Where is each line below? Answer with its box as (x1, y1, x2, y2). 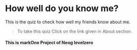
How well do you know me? (5, 3, 119, 14)
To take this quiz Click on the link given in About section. (17, 28, 132, 34)
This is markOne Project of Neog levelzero (5, 39, 94, 45)
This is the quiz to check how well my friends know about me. (5, 19, 131, 25)
